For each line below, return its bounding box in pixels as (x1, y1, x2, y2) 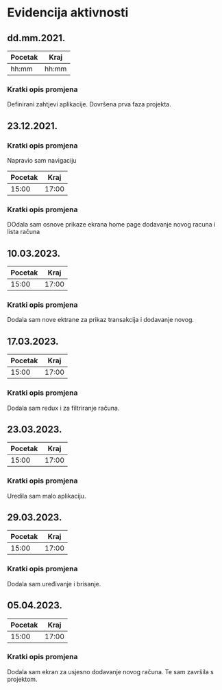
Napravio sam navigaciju (7, 156, 77, 164)
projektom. (7, 675, 38, 683)
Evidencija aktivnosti (7, 5, 129, 21)
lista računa (7, 228, 40, 236)
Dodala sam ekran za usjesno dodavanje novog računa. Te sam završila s (7, 667, 214, 676)
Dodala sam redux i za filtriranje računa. (7, 404, 120, 412)
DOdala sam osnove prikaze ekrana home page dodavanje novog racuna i (7, 220, 216, 229)
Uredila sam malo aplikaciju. (7, 492, 86, 500)
